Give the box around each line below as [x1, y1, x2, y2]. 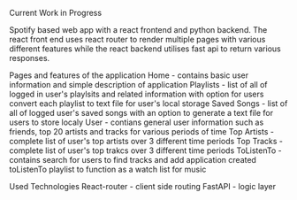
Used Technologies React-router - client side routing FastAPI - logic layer [9, 181, 277, 191]
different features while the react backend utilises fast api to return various [9, 43, 281, 54]
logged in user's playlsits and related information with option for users [9, 88, 264, 99]
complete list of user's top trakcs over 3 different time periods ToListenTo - [9, 145, 282, 156]
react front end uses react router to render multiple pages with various [9, 35, 266, 44]
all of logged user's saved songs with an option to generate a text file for [9, 108, 274, 118]
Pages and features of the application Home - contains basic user [9, 70, 249, 81]
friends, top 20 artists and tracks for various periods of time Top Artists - [9, 127, 274, 136]
